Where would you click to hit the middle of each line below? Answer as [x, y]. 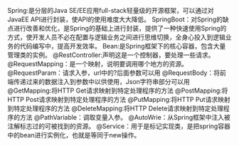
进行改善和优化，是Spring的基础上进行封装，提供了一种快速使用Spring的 [120, 28]
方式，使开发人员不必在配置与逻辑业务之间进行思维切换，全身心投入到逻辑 [116, 37]
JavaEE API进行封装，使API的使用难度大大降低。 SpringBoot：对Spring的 [115, 19]
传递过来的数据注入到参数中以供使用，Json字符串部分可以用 [102, 82]
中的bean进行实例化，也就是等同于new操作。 [74, 135]
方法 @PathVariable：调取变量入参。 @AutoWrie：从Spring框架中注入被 [125, 117]
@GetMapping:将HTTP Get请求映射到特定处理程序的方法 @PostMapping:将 [118, 90]
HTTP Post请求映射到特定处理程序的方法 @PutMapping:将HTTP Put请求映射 [119, 99]
